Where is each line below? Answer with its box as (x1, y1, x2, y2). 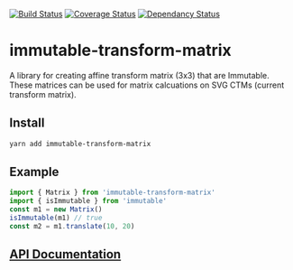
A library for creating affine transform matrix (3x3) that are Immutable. (9, 70, 270, 80)
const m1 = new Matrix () (9, 205, 103, 214)
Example (9, 164, 60, 180)
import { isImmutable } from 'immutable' (9, 197, 168, 206)
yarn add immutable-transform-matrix (9, 139, 151, 148)
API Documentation (9, 247, 122, 262)
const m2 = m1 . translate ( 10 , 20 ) (9, 221, 135, 230)
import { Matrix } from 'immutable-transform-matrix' (9, 188, 216, 198)
